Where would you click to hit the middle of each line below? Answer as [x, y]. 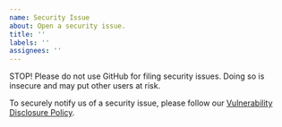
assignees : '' [36, 51]
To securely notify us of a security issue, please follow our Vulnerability [141, 103]
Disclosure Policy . [42, 113]
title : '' [28, 34]
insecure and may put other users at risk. [85, 86]
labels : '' [30, 42]
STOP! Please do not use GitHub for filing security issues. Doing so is [137, 76]
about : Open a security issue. [68, 26]
